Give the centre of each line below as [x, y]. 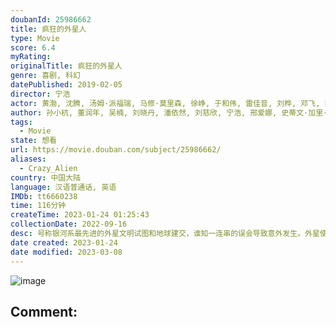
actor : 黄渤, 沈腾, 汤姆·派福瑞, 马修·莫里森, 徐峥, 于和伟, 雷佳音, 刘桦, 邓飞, [165, 103]
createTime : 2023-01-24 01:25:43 [80, 215]
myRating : [31, 57]
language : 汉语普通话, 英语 [63, 187]
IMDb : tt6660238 [44, 196]
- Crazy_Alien [48, 168]
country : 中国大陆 [46, 177]
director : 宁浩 [40, 94]
